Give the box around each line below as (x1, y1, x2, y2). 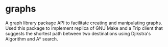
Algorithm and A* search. (5, 36, 58, 42)
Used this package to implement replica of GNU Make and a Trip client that (5, 25, 163, 31)
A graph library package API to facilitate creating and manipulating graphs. (5, 20, 162, 26)
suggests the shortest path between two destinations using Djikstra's (5, 30, 151, 36)
